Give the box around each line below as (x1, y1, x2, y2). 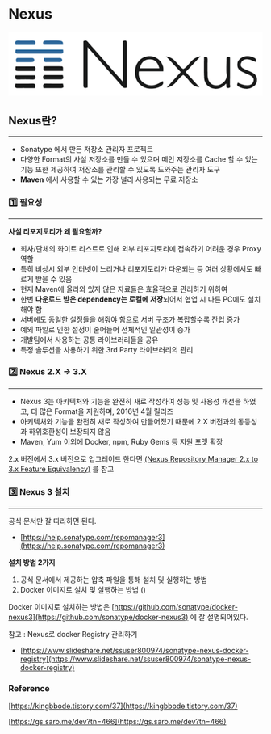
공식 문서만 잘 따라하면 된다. (8, 516, 97, 525)
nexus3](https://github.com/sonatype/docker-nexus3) (8, 612, 189, 622)
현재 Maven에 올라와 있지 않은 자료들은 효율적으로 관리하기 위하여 (19, 285, 228, 294)
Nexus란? (8, 114, 58, 128)
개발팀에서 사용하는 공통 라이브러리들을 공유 (19, 335, 159, 344)
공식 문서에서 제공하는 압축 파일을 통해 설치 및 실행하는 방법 (19, 575, 208, 584)
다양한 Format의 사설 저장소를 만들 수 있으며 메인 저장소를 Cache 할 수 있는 (19, 154, 258, 164)
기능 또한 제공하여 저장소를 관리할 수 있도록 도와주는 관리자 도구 (19, 165, 220, 175)
